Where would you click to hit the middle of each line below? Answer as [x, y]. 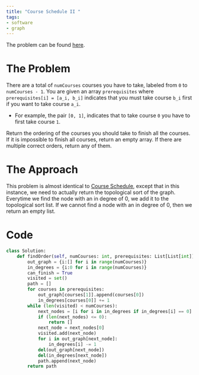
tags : [13, 17]
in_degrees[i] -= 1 [72, 344]
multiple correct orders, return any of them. [59, 146]
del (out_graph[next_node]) [71, 350]
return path [42, 366]
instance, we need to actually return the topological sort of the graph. [91, 192]
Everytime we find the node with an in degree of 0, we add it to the [87, 199]
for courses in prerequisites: [66, 290]
